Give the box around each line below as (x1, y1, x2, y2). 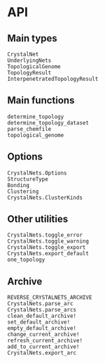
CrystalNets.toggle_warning (7, 238, 90, 245)
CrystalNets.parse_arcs (7, 307, 77, 314)
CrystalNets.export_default (7, 250, 90, 257)
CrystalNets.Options (7, 170, 68, 177)
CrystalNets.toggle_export (7, 244, 86, 251)
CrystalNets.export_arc (7, 350, 77, 357)
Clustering (7, 188, 39, 195)
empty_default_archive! (7, 325, 77, 332)
